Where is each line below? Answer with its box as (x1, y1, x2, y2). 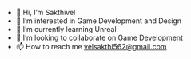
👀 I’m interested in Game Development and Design (15, 16, 182, 26)
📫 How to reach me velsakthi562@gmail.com (15, 42, 167, 51)
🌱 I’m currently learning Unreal (15, 25, 117, 33)
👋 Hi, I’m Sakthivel (15, 8, 76, 17)
